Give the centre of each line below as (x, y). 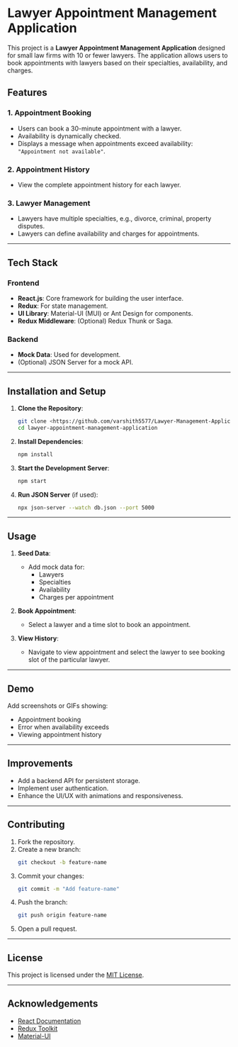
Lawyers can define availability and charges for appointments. (108, 234)
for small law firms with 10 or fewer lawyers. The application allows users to (118, 55)
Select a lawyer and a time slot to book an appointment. (109, 625)
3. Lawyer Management (49, 203)
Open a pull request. (47, 929)
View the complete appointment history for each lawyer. (100, 184)
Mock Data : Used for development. (69, 355)
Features (27, 93)
